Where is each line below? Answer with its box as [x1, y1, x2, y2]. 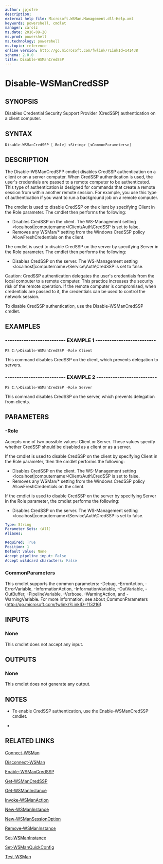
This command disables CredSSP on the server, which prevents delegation [5, 393, 155, 399]
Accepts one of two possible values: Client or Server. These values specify [5, 438, 156, 444]
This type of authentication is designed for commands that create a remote [5, 184, 156, 190]
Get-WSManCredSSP [5, 778, 48, 784]
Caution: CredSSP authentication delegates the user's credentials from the [5, 273, 155, 278]
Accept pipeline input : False [5, 553, 67, 558]
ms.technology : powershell [5, 39, 60, 44]
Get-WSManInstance [5, 787, 47, 793]
